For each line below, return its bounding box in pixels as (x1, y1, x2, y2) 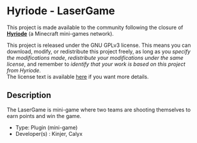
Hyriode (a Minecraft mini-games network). (7, 30, 114, 37)
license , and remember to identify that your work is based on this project (7, 61, 186, 68)
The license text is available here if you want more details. (7, 73, 149, 80)
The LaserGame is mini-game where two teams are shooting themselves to (7, 106, 191, 113)
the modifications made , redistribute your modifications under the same (7, 54, 184, 61)
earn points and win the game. (7, 112, 82, 119)
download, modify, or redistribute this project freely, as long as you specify (7, 47, 191, 55)
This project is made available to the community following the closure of (7, 24, 183, 31)
